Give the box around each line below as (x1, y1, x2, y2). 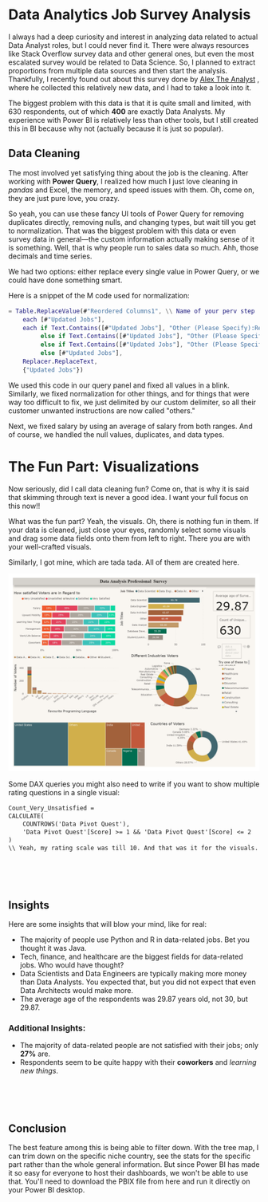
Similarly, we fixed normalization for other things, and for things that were (8, 388, 250, 398)
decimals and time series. (8, 251, 93, 261)
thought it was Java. (19, 944, 87, 953)
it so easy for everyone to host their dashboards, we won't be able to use (8, 1169, 249, 1178)
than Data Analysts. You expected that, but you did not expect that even (19, 977, 257, 987)
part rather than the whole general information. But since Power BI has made (8, 1160, 261, 1169)
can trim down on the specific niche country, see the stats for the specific (8, 1151, 251, 1161)
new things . (19, 1066, 58, 1076)
